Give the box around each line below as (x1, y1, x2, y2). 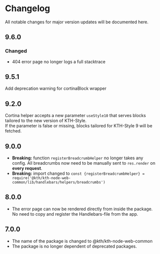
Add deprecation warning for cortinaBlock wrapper (5, 85, 107, 91)
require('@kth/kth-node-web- (12, 176, 71, 181)
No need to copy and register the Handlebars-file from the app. (12, 211, 139, 217)
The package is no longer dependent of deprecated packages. (12, 243, 137, 249)
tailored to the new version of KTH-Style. (5, 118, 87, 124)
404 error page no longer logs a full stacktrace (12, 59, 105, 65)
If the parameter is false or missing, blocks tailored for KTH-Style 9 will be (5, 123, 153, 129)
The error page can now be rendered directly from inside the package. (12, 206, 153, 212)
